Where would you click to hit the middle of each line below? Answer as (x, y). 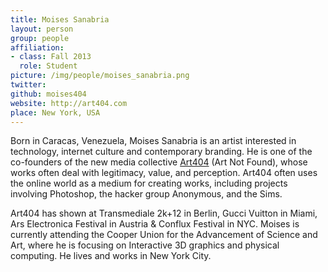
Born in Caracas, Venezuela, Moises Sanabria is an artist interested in (153, 141)
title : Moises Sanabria (60, 19)
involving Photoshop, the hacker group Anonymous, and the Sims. (146, 194)
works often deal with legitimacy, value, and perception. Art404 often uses (164, 173)
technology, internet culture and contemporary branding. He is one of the (161, 152)
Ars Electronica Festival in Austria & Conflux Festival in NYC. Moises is (155, 224)
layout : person (42, 29)
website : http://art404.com (69, 103)
